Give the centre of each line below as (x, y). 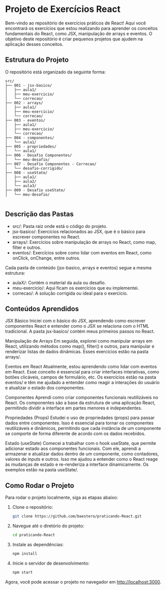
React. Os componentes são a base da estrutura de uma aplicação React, (80, 403)
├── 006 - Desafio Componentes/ (39, 155)
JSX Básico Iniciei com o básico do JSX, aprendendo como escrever (75, 321)
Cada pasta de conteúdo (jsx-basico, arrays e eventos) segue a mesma (78, 267)
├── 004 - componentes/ (30, 138)
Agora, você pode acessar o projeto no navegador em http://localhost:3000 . (83, 582)
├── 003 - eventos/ (25, 120)
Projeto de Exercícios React (63, 9)
